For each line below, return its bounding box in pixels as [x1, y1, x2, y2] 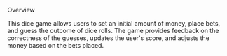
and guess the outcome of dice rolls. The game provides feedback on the [7, 27, 219, 35]
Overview [7, 6, 35, 14]
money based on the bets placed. [7, 41, 104, 49]
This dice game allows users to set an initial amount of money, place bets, [7, 19, 221, 27]
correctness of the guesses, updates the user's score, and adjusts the [7, 34, 210, 42]
